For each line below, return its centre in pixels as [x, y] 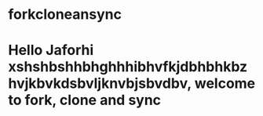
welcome [225, 83]
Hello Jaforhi [51, 51]
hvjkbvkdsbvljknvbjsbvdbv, [100, 83]
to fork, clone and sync [85, 100]
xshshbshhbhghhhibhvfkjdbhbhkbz [128, 67]
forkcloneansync [65, 14]
